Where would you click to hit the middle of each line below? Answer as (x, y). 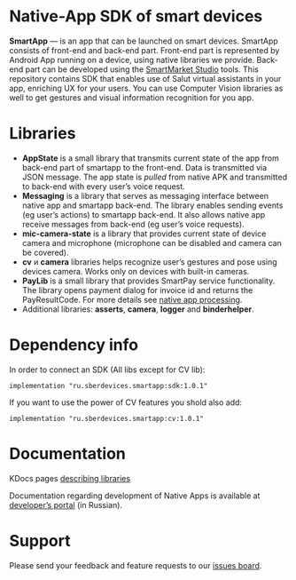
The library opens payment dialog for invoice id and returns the (137, 290)
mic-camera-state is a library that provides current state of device (144, 234)
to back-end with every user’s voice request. (104, 186)
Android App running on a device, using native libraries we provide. (132, 60)
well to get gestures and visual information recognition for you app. (132, 97)
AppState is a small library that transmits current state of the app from (150, 158)
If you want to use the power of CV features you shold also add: (125, 402)
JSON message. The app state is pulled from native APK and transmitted (155, 177)
